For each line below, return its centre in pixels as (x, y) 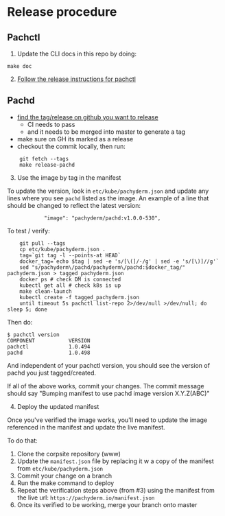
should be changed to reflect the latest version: (74, 205)
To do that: (22, 441)
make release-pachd (47, 165)
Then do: (20, 322)
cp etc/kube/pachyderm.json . (63, 249)
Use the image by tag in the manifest (69, 177)
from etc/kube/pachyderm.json (60, 468)
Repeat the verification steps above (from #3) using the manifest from (116, 490)
